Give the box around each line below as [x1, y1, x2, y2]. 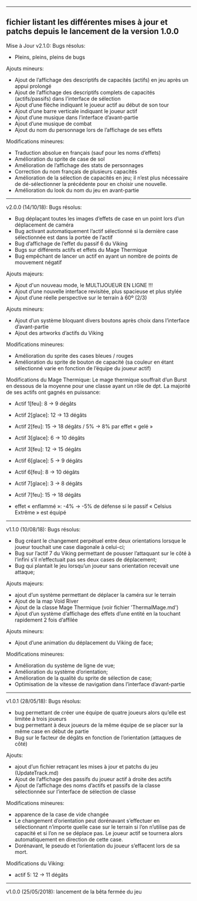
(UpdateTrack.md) [14, 769, 59, 776]
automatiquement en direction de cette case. [14, 836, 123, 843]
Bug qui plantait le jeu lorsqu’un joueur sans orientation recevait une [14, 562, 179, 569]
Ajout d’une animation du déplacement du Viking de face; [14, 639, 154, 646]
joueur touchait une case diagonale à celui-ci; [14, 543, 125, 550]
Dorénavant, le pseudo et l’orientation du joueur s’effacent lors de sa [14, 842, 180, 849]
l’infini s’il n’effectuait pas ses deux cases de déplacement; [14, 556, 157, 563]
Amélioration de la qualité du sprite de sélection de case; [14, 674, 152, 681]
